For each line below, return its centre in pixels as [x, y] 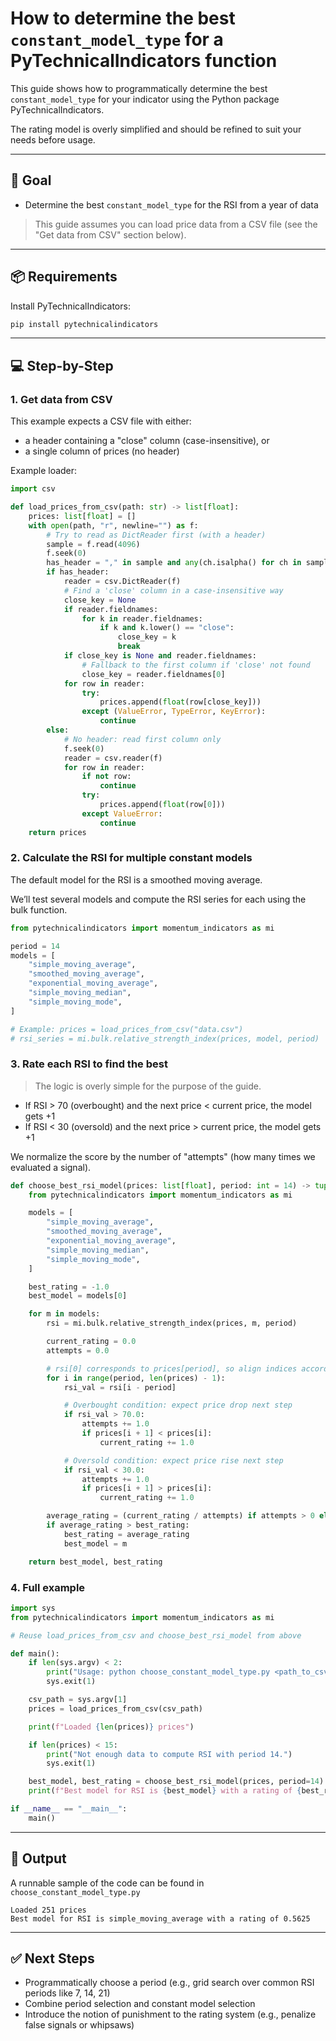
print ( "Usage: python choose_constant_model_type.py [158, 1672]
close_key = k [147, 637]
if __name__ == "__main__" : [69, 1809]
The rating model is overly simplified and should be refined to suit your [156, 129]
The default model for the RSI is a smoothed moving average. [136, 879]
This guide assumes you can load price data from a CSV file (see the [176, 224]
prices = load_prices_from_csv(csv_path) [115, 1708]
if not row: [106, 777]
